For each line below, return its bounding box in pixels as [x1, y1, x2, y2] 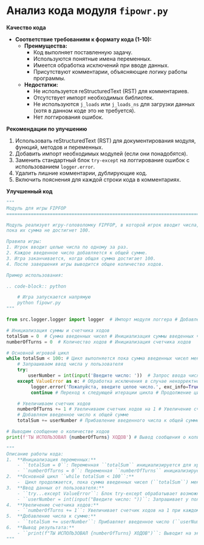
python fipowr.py [17, 300, 61, 306]
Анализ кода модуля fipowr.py [6, 4, 169, 18]
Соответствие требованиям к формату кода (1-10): [15, 35, 152, 43]
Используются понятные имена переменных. [33, 55, 152, 62]
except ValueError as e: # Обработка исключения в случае [17, 378, 167, 384]
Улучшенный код [6, 187, 53, 195]
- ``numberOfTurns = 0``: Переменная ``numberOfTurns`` [17, 468, 162, 474]
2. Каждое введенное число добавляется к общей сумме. [6, 250, 148, 256]
